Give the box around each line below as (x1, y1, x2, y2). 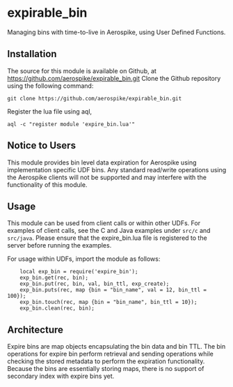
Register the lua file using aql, (7, 107, 93, 116)
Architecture (7, 324, 64, 335)
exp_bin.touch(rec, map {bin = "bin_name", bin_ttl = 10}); (19, 298, 198, 306)
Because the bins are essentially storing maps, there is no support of (7, 365, 204, 373)
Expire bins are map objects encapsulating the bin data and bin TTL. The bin (7, 342, 226, 351)
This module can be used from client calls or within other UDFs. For (7, 219, 200, 227)
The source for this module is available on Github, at (7, 66, 156, 75)
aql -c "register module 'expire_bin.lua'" (7, 121, 136, 128)
